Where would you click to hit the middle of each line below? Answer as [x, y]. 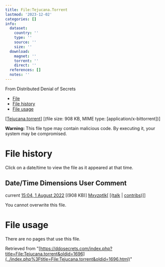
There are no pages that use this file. [43, 239]
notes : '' [20, 75]
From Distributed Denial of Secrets [41, 89]
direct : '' [25, 65]
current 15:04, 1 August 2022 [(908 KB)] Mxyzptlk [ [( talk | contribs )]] [75, 195]
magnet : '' [25, 56]
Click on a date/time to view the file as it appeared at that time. [69, 167]
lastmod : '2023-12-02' [29, 14]
